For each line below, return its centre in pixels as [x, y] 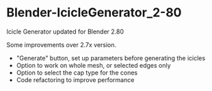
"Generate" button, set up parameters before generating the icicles [111, 58]
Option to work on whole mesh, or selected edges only [94, 65]
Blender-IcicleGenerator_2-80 [94, 13]
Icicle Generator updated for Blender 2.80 [65, 31]
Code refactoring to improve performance [75, 79]
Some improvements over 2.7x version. [62, 44]
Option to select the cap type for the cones [77, 73]
